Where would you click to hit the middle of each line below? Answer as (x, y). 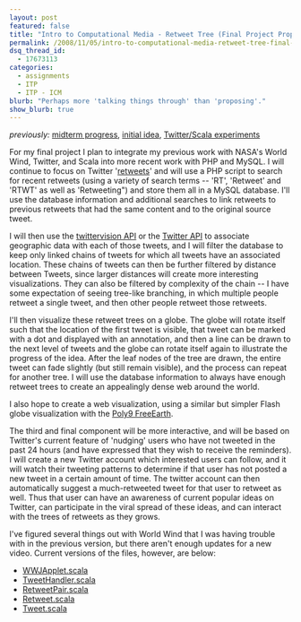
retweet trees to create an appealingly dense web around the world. (134, 387)
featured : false (39, 26)
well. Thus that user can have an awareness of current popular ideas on (142, 497)
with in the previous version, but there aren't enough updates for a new (140, 544)
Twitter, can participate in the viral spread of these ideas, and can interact (146, 507)
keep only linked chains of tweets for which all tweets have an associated (145, 255)
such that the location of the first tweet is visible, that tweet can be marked (148, 330)
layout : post (34, 17)
